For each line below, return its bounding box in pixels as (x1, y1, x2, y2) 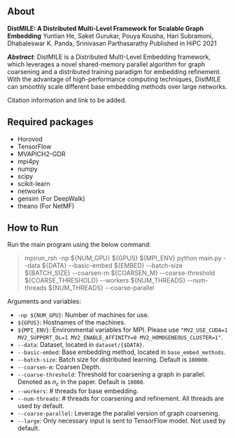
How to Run (7, 222, 59, 234)
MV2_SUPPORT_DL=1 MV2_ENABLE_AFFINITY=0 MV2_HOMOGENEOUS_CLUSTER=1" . (17, 333, 224, 341)
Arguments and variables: (7, 297, 82, 306)
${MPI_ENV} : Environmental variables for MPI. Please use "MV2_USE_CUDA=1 (17, 325, 228, 334)
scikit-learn (17, 179, 50, 188)
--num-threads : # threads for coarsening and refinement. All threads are (17, 395, 225, 403)
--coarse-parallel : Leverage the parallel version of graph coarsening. (17, 409, 220, 418)
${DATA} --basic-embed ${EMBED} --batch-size (41, 262, 183, 270)
